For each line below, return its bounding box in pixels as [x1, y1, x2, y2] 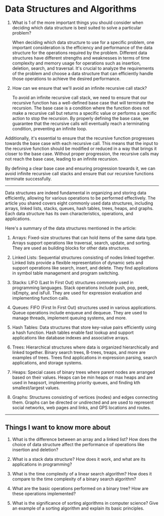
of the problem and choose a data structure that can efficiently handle [12, 70, 154, 76]
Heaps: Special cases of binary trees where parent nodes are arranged [12, 369, 155, 375]
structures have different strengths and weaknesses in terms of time [12, 55, 150, 61]
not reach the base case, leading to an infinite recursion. [5, 156, 119, 162]
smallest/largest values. [12, 385, 60, 391]
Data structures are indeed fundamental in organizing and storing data [5, 189, 146, 196]
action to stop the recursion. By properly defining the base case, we [12, 115, 149, 121]
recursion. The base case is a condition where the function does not [12, 105, 150, 111]
